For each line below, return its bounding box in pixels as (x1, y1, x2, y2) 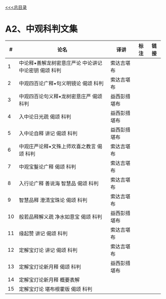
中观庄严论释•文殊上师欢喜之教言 (19, 143, 96, 150)
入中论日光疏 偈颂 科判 (19, 113, 72, 120)
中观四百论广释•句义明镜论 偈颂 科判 (19, 80, 104, 86)
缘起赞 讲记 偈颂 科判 (19, 230, 68, 237)
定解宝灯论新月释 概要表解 (19, 276, 80, 283)
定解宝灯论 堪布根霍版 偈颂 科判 (19, 286, 92, 293)
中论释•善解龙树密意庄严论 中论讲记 (19, 59, 103, 66)
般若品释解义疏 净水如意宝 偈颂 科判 (19, 213, 102, 220)
